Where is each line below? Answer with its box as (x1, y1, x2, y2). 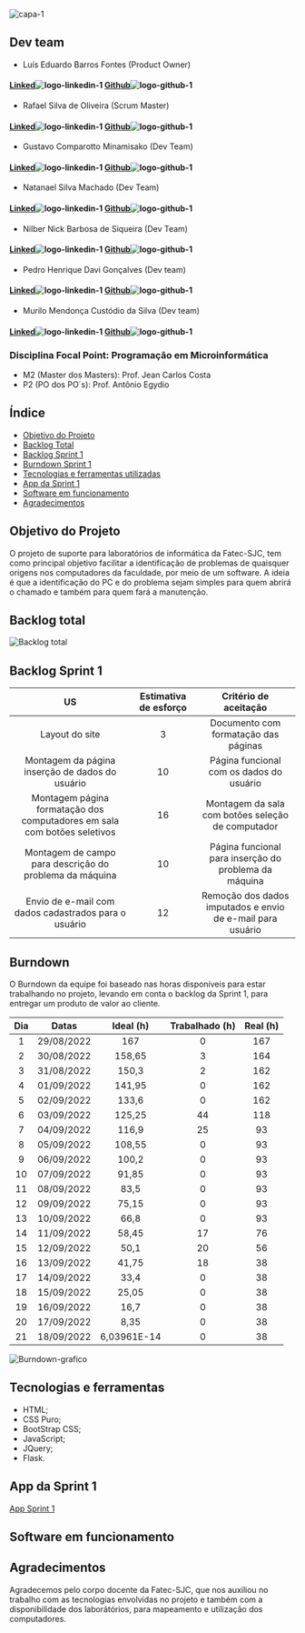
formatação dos (35, 803, 104, 816)
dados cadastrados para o (14, 907, 127, 919)
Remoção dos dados (201, 889, 290, 902)
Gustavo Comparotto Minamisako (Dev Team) (22, 141, 193, 152)
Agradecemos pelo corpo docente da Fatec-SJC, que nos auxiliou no (9, 1584, 269, 1595)
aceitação (223, 701, 268, 714)
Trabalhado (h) (170, 1019, 236, 1032)
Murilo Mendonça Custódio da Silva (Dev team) (22, 306, 201, 316)
